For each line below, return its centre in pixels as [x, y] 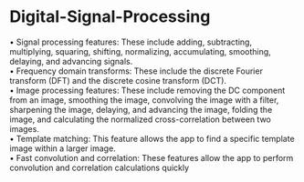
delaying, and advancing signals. [71, 61]
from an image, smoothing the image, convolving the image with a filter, [144, 100]
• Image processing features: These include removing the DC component [147, 90]
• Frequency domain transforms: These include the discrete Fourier [136, 71]
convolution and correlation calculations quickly [100, 167]
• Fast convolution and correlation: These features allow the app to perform [152, 157]
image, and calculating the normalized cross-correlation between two [140, 119]
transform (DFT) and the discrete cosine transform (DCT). [118, 80]
